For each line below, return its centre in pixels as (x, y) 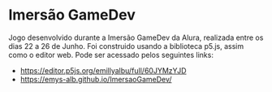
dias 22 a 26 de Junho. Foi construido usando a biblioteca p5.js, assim (126, 46)
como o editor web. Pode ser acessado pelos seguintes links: (111, 55)
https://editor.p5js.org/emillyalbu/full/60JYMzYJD (103, 70)
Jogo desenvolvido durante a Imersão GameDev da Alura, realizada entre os (136, 37)
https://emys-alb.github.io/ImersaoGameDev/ (96, 79)
